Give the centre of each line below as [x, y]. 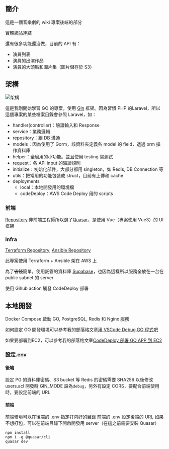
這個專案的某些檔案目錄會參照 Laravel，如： [51, 114]
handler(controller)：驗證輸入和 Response [56, 125]
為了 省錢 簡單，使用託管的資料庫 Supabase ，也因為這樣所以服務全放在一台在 [84, 272]
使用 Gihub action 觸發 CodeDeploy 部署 [47, 288]
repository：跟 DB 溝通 [36, 138]
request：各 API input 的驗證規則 [47, 163]
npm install [18, 433]
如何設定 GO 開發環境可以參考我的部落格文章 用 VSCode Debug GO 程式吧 [82, 330]
